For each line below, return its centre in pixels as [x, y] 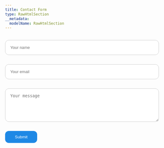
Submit [21, 137]
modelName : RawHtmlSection [37, 23]
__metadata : [17, 19]
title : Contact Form [26, 10]
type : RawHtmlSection [27, 14]
